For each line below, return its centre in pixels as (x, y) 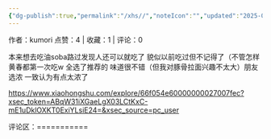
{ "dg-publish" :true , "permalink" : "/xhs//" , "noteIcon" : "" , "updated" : (124, 16)
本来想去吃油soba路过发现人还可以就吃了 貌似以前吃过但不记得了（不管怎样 (134, 56)
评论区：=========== (48, 126)
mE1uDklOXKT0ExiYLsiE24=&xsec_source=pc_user (94, 110)
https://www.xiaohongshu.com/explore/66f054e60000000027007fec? (126, 92)
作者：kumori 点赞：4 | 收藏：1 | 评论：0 (75, 39)
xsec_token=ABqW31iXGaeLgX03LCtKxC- (78, 101)
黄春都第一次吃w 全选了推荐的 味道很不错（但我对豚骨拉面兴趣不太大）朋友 (133, 67)
